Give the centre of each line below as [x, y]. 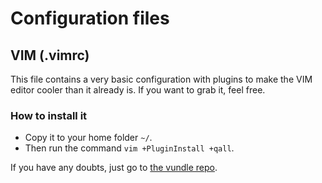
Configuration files [90, 18]
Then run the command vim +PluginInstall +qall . [129, 148]
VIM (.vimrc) [50, 55]
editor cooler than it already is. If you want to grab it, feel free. [138, 90]
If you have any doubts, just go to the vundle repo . [114, 168]
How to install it [49, 115]
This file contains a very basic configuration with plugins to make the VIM [161, 79]
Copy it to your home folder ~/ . [88, 138]
